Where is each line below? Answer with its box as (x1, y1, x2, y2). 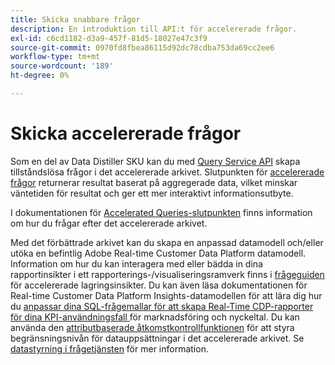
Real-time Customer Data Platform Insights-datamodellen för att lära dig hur (10, 289, 323, 301)
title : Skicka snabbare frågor (10, 14, 141, 25)
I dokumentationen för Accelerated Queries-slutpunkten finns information (10, 206, 313, 218)
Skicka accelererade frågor (10, 122, 242, 145)
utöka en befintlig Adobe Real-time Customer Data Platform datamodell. (10, 247, 307, 259)
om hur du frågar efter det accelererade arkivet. (10, 217, 208, 229)
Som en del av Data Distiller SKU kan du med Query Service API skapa (10, 155, 301, 167)
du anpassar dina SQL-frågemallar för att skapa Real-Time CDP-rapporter (10, 300, 314, 312)
